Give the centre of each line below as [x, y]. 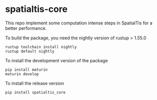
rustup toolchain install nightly [41, 47]
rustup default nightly [30, 51]
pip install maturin [27, 70]
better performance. [26, 28]
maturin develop [22, 74]
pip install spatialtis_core [35, 92]
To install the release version [35, 83]
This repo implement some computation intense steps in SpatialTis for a [79, 23]
